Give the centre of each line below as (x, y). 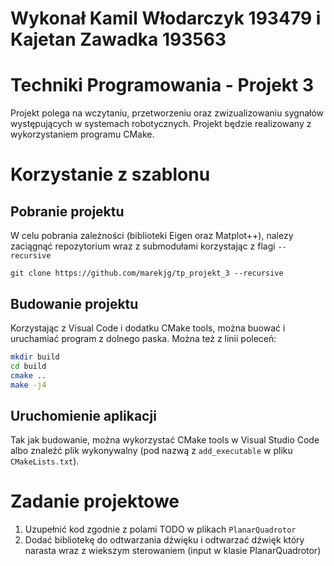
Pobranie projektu (67, 211)
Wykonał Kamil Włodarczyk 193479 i (166, 18)
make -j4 (28, 385)
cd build (28, 366)
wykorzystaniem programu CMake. (82, 134)
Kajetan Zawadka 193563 (118, 39)
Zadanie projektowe (95, 501)
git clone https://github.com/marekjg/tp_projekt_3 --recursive (147, 273)
